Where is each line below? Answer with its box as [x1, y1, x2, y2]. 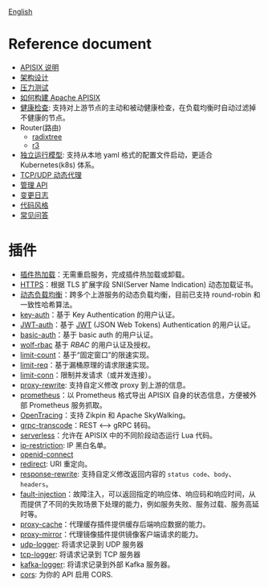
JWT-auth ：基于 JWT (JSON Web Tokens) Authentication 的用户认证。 [19, 319, 255, 329]
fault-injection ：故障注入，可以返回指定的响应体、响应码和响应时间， [19, 489, 250, 499]
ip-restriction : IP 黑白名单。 [19, 440, 111, 449]
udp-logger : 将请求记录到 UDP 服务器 [19, 539, 144, 549]
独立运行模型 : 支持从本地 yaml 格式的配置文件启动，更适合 [19, 150, 213, 159]
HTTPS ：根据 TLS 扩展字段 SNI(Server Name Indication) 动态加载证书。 [19, 279, 258, 289]
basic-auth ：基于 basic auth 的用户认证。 [19, 330, 158, 339]
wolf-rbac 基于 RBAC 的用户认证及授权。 [19, 339, 155, 349]
